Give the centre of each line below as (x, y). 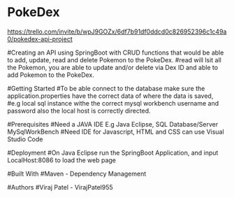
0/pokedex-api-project (40, 38)
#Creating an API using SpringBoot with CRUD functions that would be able (116, 52)
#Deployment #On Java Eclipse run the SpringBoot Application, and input (113, 153)
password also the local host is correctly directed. (79, 111)
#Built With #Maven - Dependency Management (77, 174)
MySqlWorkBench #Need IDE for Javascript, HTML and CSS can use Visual (116, 132)
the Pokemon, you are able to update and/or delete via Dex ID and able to (113, 67)
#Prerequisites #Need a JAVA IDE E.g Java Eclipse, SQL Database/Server (113, 124)
